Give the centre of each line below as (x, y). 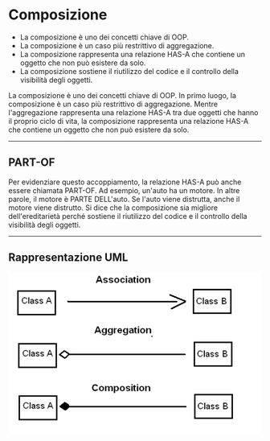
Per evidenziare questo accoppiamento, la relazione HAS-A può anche (125, 182)
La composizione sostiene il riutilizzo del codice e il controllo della (129, 71)
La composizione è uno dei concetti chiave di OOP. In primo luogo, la (123, 95)
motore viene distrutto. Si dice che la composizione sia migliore (113, 208)
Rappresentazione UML (68, 258)
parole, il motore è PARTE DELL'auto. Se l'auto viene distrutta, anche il (124, 199)
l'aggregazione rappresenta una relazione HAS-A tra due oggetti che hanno (133, 112)
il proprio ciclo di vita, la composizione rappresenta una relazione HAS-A (129, 121)
